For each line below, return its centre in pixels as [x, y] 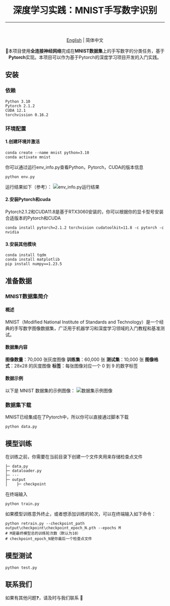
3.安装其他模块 [21, 244]
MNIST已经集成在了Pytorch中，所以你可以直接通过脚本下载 [67, 417]
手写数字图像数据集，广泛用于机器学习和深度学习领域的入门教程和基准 [87, 328]
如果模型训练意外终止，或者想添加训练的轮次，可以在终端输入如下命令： [80, 514]
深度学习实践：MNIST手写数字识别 [85, 10]
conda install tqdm [26, 255]
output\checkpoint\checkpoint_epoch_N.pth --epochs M [63, 528]
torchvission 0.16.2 [27, 115]
